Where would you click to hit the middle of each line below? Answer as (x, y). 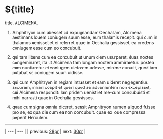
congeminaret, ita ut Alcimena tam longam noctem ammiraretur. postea (83, 62)
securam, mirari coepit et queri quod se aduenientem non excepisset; (81, 87)
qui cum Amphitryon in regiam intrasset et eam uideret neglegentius (80, 82)
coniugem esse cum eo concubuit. (47, 48)
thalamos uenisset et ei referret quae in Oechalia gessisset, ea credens (83, 42)
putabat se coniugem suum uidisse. (48, 72)
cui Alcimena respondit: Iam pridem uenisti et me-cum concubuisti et (81, 92)
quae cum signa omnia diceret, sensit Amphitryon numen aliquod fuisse (84, 107)
